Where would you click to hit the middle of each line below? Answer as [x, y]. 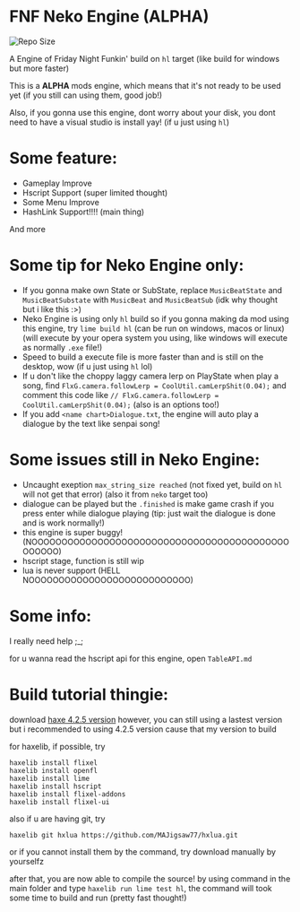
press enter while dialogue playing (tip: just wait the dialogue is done [149, 513]
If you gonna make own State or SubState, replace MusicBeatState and [152, 290]
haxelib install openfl [54, 770]
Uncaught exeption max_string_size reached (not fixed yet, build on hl [152, 484]
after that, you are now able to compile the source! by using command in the [150, 878]
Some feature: [64, 158]
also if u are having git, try [57, 819]
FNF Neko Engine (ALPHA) [109, 17]
